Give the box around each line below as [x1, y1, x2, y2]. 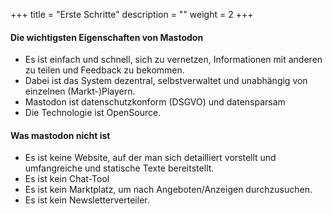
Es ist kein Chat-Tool [24, 173, 110, 185]
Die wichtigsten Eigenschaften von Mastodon [10, 31, 204, 43]
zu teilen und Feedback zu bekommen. [24, 64, 185, 76]
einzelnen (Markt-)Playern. [24, 85, 136, 98]
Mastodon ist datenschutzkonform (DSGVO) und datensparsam [24, 96, 286, 108]
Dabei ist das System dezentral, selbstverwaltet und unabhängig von [24, 75, 308, 87]
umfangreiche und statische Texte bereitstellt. [24, 162, 215, 174]
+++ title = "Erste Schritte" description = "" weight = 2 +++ [10, 9, 254, 20]
